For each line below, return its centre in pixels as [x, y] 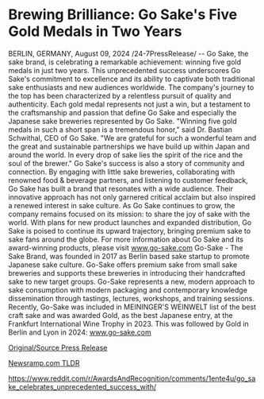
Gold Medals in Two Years [95, 31]
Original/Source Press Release [58, 347]
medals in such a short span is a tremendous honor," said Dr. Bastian [120, 130]
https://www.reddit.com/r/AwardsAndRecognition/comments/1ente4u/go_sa [132, 378]
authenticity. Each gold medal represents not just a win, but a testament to [130, 104]
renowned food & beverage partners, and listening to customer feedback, [128, 180]
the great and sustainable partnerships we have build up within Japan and [129, 146]
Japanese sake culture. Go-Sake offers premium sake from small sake [123, 265]
